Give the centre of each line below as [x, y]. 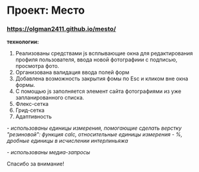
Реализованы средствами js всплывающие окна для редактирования [104, 54]
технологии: [23, 42]
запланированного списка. [50, 98]
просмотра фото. [37, 66]
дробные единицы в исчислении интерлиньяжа [68, 141]
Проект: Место [46, 10]
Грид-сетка [30, 110]
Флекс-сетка [32, 104]
